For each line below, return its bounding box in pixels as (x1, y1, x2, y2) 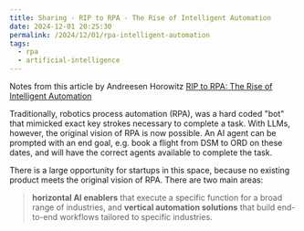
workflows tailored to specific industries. (59, 212, 213, 222)
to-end (31, 212, 58, 222)
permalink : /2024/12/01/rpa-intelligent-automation (9, 30, 210, 39)
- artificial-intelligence (17, 56, 121, 65)
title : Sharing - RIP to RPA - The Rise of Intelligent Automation (9, 13, 272, 23)
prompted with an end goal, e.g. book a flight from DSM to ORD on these (9, 138, 283, 148)
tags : (9, 38, 30, 48)
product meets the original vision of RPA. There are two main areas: (9, 174, 264, 185)
